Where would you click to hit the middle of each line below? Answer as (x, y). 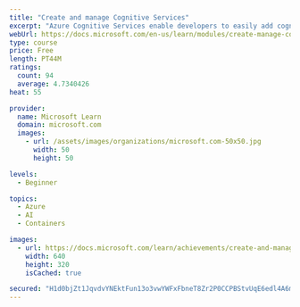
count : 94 (35, 76)
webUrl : (24, 34)
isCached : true (54, 273)
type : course (33, 42)
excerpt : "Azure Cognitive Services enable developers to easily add (142, 26)
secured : (25, 289)
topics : (24, 199)
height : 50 (53, 158)
